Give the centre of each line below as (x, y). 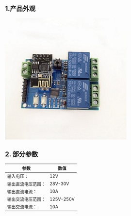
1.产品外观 (20, 9)
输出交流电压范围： (26, 199)
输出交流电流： (22, 207)
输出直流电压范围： (26, 184)
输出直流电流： (22, 191)
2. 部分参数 (22, 154)
